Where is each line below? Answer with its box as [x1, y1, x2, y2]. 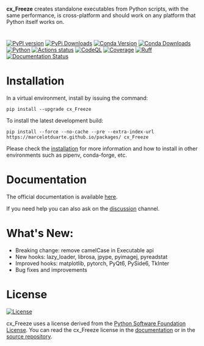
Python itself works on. [6, 18, 65, 25]
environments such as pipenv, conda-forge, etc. [6, 151, 127, 159]
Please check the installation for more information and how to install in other [6, 145, 198, 152]
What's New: [6, 227, 74, 241]
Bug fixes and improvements [15, 266, 87, 273]
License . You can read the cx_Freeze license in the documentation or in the [6, 326, 195, 333]
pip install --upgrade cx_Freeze [6, 107, 92, 113]
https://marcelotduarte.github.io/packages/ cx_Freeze [6, 134, 149, 140]
